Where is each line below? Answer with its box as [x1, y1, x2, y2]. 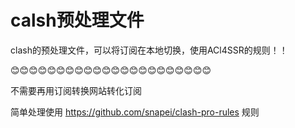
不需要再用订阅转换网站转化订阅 [10, 84, 142, 96]
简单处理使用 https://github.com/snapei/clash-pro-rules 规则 [10, 106, 260, 118]
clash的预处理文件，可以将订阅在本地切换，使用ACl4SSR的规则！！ [10, 44, 288, 56]
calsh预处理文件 [10, 9, 145, 32]
